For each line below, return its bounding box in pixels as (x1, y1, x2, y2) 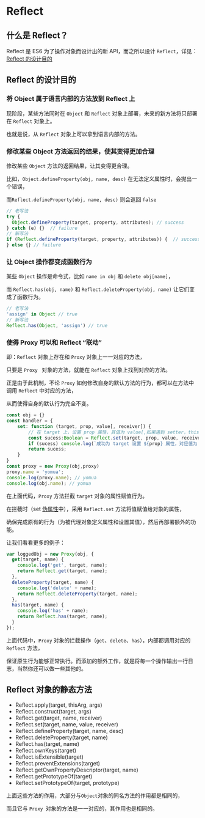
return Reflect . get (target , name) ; (17, 568, 108, 574)
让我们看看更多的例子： (6, 539, 65, 546)
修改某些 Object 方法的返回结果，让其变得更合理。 (6, 162, 133, 169)
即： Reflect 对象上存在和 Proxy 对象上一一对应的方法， (6, 353, 145, 361)
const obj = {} (6, 412, 45, 418)
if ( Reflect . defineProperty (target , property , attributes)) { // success (6, 237, 201, 243)
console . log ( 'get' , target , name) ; (17, 562, 108, 569)
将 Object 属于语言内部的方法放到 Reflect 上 (6, 95, 135, 103)
